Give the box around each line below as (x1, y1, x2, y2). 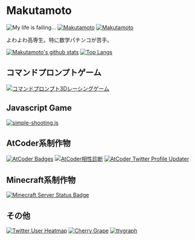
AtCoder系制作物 (6, 138, 71, 148)
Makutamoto (6, 4, 72, 18)
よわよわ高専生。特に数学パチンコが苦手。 (6, 36, 113, 43)
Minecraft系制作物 (6, 174, 76, 185)
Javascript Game (6, 103, 72, 113)
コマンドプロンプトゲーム (6, 67, 102, 78)
